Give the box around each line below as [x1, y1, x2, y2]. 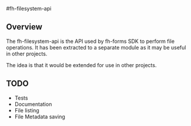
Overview [6, 22, 43, 32]
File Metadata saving [14, 113, 66, 120]
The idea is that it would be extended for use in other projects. [6, 61, 157, 68]
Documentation [14, 100, 52, 108]
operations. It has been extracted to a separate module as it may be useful [6, 44, 186, 51]
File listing [14, 107, 39, 114]
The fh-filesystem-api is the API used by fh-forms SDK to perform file [6, 38, 175, 45]
